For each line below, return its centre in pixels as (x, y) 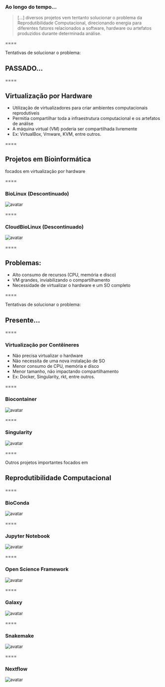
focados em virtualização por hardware (45, 171)
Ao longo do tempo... (31, 7)
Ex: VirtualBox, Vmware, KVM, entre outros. (57, 134)
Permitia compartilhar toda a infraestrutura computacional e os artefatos (86, 118)
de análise (23, 123)
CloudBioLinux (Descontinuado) (45, 227)
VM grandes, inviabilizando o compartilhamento (61, 280)
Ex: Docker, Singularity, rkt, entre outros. (54, 377)
